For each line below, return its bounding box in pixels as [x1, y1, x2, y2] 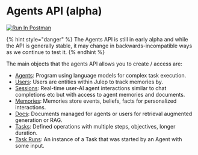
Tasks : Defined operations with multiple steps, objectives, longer [14, 123, 176, 130]
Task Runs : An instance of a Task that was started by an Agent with [14, 135, 182, 142]
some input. [14, 142, 45, 149]
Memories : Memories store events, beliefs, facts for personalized [14, 97, 177, 105]
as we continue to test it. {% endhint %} [6, 48, 105, 55]
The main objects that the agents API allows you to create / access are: [6, 60, 182, 67]
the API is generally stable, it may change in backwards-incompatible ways [6, 42, 193, 49]
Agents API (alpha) [6, 4, 102, 18]
